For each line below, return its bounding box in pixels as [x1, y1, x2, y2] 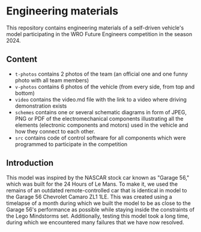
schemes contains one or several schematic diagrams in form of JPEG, [14, 108, 187, 115]
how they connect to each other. [14, 127, 95, 135]
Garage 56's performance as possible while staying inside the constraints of [6, 206, 195, 213]
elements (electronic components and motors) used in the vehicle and [14, 121, 188, 129]
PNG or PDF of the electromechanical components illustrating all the [14, 115, 184, 122]
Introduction [6, 158, 54, 168]
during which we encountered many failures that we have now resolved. [6, 218, 184, 226]
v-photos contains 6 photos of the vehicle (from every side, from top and [14, 83, 195, 90]
